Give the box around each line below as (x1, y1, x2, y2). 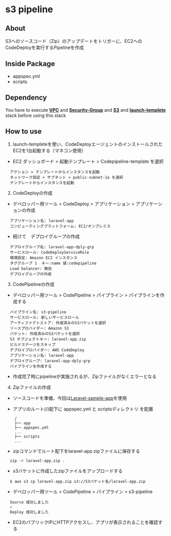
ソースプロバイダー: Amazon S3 (10, 326, 69, 331)
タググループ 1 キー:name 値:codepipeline (10, 261, 97, 266)
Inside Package (5, 60, 55, 68)
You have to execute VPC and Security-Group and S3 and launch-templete (5, 107, 166, 113)
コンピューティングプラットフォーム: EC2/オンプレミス (10, 224, 111, 229)
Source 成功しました (10, 500, 49, 505)
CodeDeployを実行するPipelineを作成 (5, 44, 84, 51)
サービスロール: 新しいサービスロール (10, 315, 79, 320)
